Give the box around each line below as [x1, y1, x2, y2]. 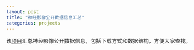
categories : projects [6, 20, 61, 26]
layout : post [6, 8, 39, 15]
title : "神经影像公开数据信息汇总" [6, 14, 85, 20]
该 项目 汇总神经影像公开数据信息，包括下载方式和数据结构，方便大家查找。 [6, 37, 191, 45]
